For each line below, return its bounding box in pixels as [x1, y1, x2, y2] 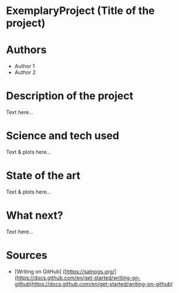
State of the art [6, 169, 81, 182]
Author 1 [14, 63, 35, 70]
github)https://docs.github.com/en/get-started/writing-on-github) [14, 280, 173, 287]
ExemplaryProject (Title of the [6, 4, 155, 18]
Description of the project [6, 89, 133, 103]
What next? [6, 209, 63, 222]
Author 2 [14, 69, 36, 76]
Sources [6, 249, 48, 262]
